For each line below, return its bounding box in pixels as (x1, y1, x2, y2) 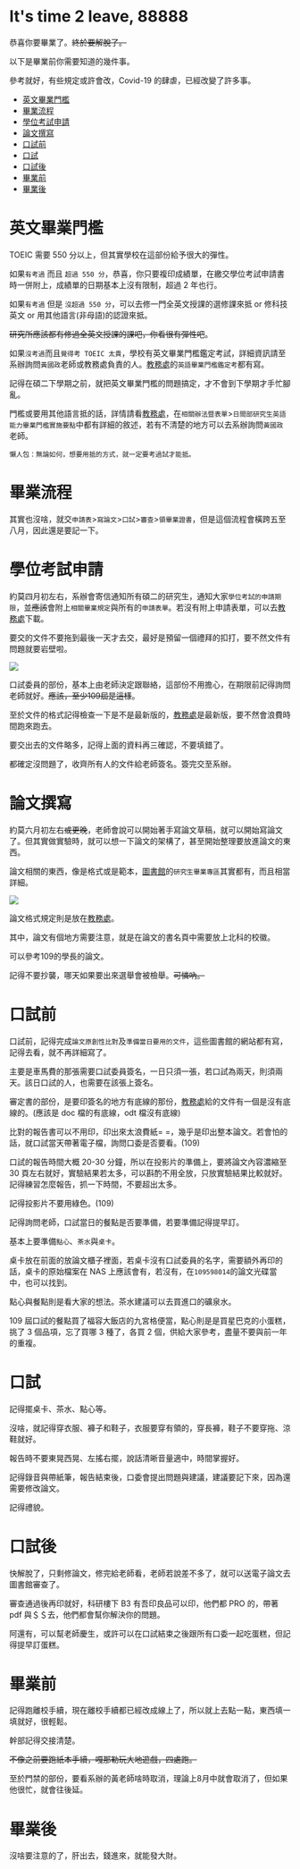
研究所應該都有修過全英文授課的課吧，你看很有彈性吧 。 (9, 328, 212, 339)
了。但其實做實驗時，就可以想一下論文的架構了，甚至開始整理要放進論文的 (9, 835, 283, 846)
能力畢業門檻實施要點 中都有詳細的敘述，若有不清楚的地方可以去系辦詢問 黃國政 (9, 419, 284, 430)
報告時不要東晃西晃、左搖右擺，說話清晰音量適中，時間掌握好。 (9, 1452, 244, 1463)
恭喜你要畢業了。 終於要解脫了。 (9, 37, 127, 47)
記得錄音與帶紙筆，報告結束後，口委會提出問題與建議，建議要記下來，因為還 (9, 1471, 291, 1482)
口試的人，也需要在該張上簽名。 (39, 1077, 158, 1087)
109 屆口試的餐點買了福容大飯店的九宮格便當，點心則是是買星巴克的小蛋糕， (9, 1315, 291, 1325)
